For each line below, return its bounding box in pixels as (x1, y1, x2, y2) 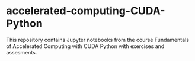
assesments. (6, 49, 37, 56)
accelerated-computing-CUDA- (6, 4, 165, 18)
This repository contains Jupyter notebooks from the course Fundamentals (6, 36, 190, 43)
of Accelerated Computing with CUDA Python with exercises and (6, 43, 165, 50)
